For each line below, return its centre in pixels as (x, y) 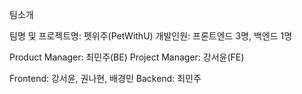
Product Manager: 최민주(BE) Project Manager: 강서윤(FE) (127, 57)
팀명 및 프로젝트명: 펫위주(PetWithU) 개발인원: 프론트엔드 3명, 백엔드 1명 (151, 36)
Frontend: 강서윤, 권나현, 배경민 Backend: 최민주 (105, 78)
